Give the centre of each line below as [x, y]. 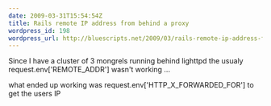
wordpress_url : [34, 38]
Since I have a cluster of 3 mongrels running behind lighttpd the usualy [126, 61]
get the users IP [35, 94]
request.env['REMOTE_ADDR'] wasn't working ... [90, 70]
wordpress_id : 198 [39, 31]
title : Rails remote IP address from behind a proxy [99, 23]
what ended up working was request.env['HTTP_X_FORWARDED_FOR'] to [131, 85]
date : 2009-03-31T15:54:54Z [56, 16]
